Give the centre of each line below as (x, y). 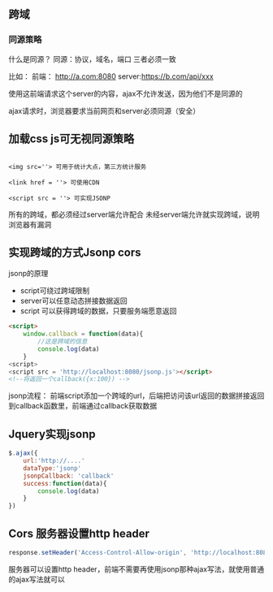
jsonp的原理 (28, 274)
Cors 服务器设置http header (79, 533)
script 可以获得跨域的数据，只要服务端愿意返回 (98, 311)
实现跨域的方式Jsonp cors (75, 252)
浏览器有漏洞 (30, 224)
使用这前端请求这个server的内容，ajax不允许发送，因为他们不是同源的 (126, 93)
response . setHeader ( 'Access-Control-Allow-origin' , (97, 552)
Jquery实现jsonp (52, 434)
